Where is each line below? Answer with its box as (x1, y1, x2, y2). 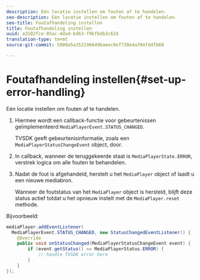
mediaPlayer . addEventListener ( (6, 224, 84, 230)
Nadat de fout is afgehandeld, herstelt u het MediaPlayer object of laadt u (14, 170, 195, 178)
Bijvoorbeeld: (6, 212, 39, 219)
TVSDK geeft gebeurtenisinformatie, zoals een (14, 135, 130, 142)
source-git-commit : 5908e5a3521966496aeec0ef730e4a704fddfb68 (6, 42, 164, 48)
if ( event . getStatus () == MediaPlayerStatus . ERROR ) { (27, 246, 164, 252)
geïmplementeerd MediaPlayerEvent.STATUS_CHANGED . (14, 123, 144, 130)
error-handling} (6, 86, 85, 99)
